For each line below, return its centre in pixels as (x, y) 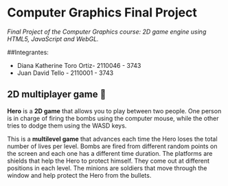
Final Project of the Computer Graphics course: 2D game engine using (107, 32)
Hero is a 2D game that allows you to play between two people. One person (114, 111)
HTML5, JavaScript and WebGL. (53, 38)
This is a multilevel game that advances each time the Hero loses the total (112, 139)
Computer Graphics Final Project (102, 13)
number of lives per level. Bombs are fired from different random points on (112, 146)
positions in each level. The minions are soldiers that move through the (107, 168)
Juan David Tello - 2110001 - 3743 (65, 73)
